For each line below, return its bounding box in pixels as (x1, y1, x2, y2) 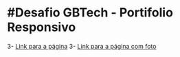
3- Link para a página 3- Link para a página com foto (7, 42, 157, 50)
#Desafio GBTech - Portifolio (7, 5, 174, 21)
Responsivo (7, 19, 76, 35)
